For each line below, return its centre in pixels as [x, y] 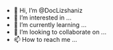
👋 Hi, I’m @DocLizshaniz [48, 10]
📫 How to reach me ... [45, 40]
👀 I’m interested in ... [42, 18]
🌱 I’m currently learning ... [50, 25]
